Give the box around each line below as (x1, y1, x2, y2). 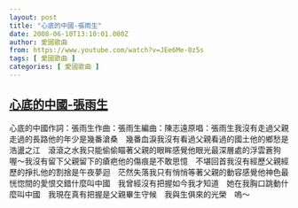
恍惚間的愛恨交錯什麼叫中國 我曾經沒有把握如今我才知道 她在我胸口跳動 (9, 178, 281, 189)
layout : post (9, 12, 58, 22)
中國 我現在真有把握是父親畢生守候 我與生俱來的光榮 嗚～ (24, 189, 250, 199)
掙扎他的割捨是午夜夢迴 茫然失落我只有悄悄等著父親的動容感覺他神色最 (24, 166, 289, 177)
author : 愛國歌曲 (9, 37, 68, 47)
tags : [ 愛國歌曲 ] (9, 54, 76, 63)
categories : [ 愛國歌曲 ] (9, 63, 100, 72)
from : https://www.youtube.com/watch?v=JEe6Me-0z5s (9, 46, 204, 55)
